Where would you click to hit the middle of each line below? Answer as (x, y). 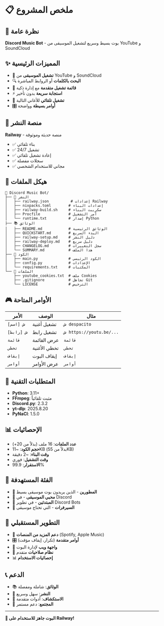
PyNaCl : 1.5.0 (26, 414)
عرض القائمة (46, 340)
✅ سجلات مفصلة (28, 161)
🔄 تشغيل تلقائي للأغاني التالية (38, 100)
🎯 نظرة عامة (22, 31)
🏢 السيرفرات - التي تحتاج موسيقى (43, 507)
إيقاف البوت (45, 356)
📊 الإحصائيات (23, 430)
